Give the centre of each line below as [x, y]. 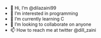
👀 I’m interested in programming [44, 13]
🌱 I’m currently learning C [37, 19]
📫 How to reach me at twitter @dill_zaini [53, 30]
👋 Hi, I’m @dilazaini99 [33, 8]
